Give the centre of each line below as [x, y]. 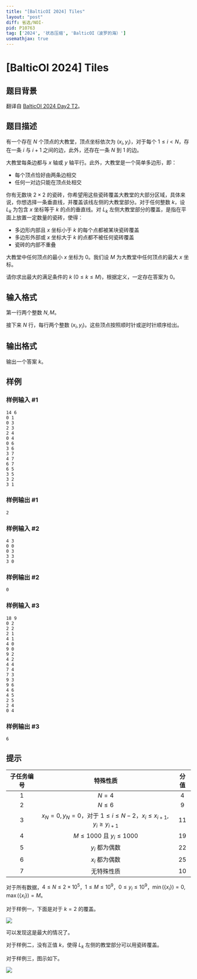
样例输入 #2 [23, 529]
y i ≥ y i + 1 [106, 825]
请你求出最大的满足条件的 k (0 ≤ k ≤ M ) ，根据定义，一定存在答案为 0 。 [92, 277]
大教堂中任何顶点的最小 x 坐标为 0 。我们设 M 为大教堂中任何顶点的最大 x [94, 257]
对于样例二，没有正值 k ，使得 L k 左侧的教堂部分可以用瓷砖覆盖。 [84, 946]
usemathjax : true [27, 39]
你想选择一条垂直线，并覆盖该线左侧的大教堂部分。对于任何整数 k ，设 [101, 202]
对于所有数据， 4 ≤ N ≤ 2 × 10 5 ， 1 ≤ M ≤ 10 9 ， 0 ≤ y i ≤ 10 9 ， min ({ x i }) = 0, [96, 887]
